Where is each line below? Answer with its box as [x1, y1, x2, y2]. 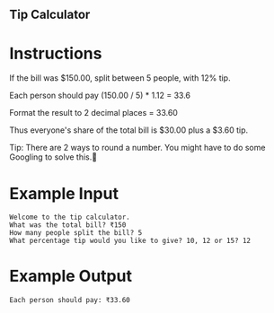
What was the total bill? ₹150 [9, 221, 127, 230]
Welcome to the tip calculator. [9, 213, 130, 222]
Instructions [9, 43, 102, 64]
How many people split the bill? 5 [9, 229, 143, 238]
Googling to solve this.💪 [9, 152, 97, 162]
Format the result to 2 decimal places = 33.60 [9, 108, 178, 118]
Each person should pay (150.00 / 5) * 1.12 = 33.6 [9, 90, 191, 101]
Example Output [9, 266, 133, 286]
